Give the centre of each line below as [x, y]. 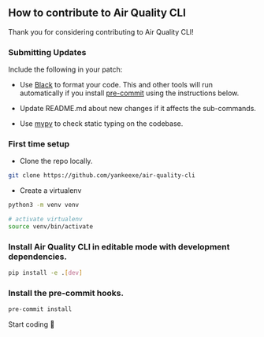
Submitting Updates [47, 52]
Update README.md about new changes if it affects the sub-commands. [138, 109]
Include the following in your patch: [65, 69]
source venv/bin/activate [50, 227]
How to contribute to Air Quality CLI [97, 13]
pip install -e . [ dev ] [45, 273]
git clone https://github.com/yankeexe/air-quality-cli [102, 176]
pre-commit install [40, 309]
